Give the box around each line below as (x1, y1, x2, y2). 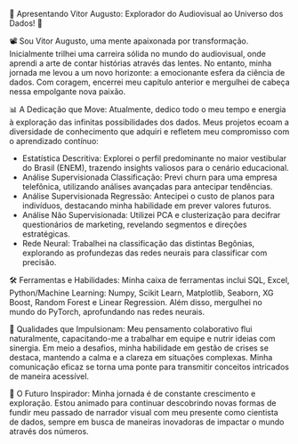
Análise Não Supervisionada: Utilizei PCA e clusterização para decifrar (21, 210, 281, 220)
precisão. (21, 257, 57, 267)
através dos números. (9, 426, 89, 436)
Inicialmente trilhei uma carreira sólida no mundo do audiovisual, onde (9, 49, 267, 59)
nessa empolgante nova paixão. (9, 86, 126, 97)
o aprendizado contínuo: (9, 136, 100, 146)
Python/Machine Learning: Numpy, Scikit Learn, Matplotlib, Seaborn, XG (9, 287, 274, 298)
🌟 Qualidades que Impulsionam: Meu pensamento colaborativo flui (9, 324, 253, 334)
